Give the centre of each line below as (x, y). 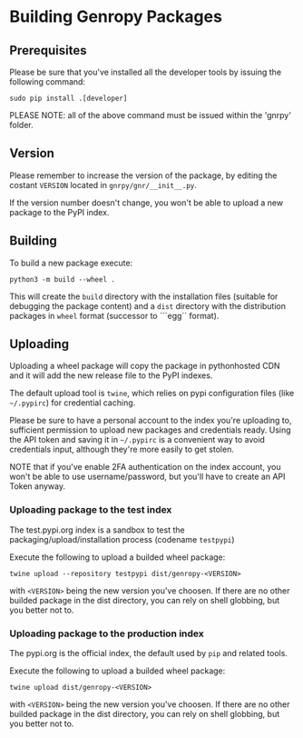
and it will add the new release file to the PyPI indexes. (111, 375)
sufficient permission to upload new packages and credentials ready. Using (151, 430)
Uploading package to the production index (107, 633)
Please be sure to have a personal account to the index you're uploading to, (151, 421)
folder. (21, 125)
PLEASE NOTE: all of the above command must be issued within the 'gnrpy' (151, 115)
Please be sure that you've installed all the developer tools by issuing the (146, 72)
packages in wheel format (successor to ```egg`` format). (114, 315)
